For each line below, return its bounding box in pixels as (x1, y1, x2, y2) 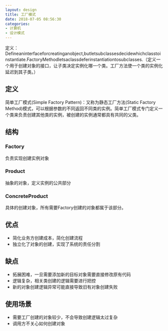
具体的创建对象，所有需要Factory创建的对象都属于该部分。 (5, 204, 126, 210)
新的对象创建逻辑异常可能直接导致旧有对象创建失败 (12, 283, 118, 290)
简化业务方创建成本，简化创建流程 (12, 234, 83, 240)
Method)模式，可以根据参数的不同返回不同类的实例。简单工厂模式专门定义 (5, 105, 158, 111)
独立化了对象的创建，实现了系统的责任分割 (12, 241, 100, 247)
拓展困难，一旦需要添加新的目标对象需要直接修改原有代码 (12, 271, 131, 277)
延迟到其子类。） (5, 69, 38, 75)
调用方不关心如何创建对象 (12, 320, 65, 326)
